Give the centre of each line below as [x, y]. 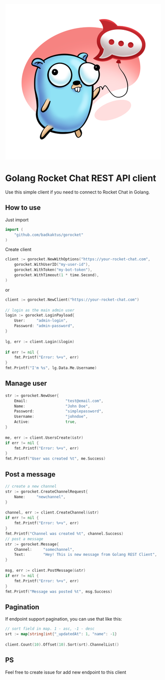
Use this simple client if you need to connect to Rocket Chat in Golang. [78, 192]
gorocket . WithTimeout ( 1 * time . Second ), [57, 275]
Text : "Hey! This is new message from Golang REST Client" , [85, 555]
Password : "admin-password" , [44, 326]
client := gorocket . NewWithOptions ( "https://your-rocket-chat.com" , [78, 259]
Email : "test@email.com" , [59, 401]
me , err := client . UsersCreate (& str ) [44, 438]
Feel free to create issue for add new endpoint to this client [66, 672]
